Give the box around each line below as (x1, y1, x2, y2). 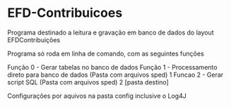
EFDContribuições (7, 35, 61, 44)
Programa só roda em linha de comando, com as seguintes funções (7, 49, 205, 58)
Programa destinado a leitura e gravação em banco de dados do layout (7, 28, 214, 37)
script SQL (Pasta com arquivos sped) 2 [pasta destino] (7, 77, 170, 86)
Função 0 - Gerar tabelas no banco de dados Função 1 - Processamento (7, 63, 218, 71)
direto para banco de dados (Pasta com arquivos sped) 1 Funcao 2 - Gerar (7, 70, 224, 79)
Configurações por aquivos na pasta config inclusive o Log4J (7, 92, 187, 100)
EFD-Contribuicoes (7, 5, 123, 21)
